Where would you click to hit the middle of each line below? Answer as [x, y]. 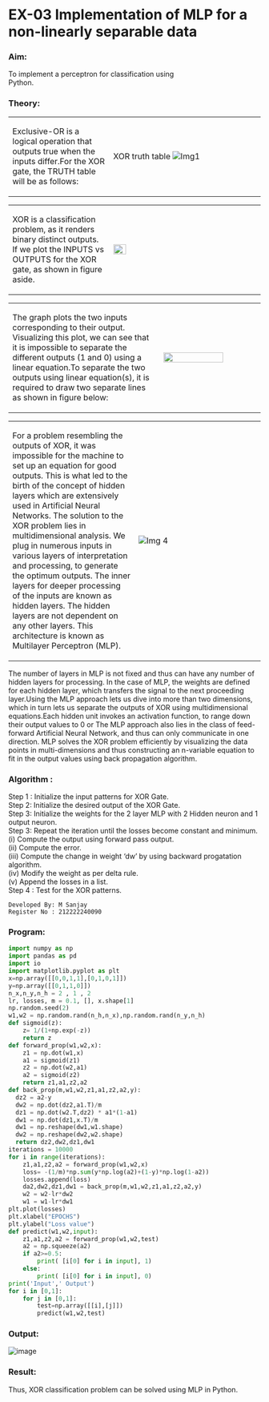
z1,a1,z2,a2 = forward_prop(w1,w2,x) [86, 1164]
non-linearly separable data [103, 32]
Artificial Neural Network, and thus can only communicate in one [143, 733]
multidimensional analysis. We [69, 536]
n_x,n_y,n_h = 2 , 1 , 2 [50, 993]
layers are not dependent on [65, 616]
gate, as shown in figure [57, 269]
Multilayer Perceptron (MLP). [67, 645]
